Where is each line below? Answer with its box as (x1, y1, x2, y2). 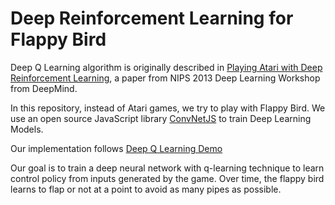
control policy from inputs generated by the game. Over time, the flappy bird (10, 172, 325, 184)
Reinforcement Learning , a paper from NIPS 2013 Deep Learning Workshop (10, 72, 321, 84)
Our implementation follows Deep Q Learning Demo (10, 142, 223, 154)
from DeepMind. (10, 82, 78, 94)
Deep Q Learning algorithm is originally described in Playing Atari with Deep (10, 61, 323, 73)
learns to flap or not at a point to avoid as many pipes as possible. (10, 183, 282, 195)
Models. (10, 123, 44, 135)
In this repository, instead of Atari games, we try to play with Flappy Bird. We (10, 102, 326, 114)
